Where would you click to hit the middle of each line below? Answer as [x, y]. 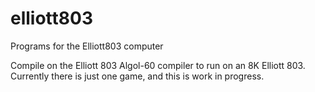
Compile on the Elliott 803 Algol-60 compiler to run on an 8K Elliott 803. [158, 65]
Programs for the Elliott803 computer [87, 46]
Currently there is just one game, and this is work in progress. [137, 76]
